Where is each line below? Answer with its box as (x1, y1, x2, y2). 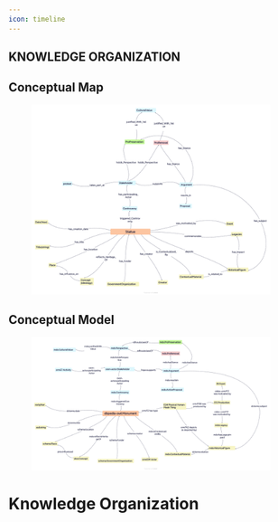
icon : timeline (8, 14, 66, 24)
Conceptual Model (8, 312, 115, 327)
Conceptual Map (8, 80, 105, 95)
